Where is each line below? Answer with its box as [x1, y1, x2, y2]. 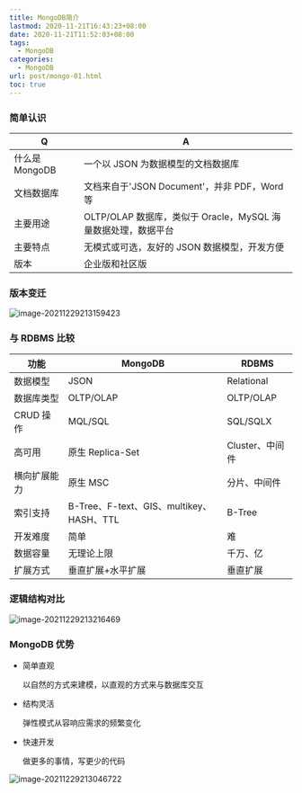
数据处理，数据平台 [93, 224, 174, 236]
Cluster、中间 [226, 439, 285, 451]
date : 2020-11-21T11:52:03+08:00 [9, 30, 135, 39]
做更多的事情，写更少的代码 [22, 756, 126, 767]
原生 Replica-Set [67, 446, 140, 459]
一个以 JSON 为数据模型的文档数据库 [84, 157, 240, 170]
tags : [9, 38, 30, 48]
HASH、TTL [67, 513, 120, 526]
